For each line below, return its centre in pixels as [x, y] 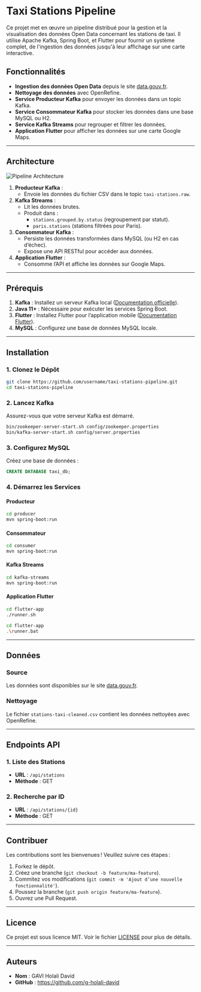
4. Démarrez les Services [43, 487]
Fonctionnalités [36, 72]
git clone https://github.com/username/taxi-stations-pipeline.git [92, 382]
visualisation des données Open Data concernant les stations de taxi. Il [93, 34]
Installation [28, 352]
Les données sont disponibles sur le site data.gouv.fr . [72, 686]
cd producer [21, 514]
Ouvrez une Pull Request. [46, 898]
